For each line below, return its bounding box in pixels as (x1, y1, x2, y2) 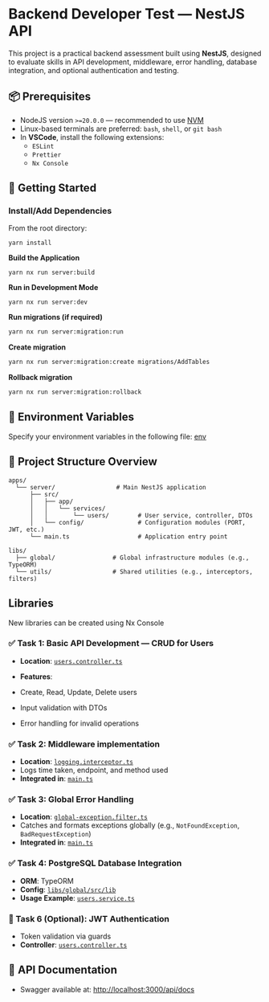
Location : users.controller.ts (19, 656, 123, 665)
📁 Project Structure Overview (8, 455, 158, 468)
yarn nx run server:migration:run (8, 328, 124, 336)
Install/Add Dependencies (8, 206, 112, 217)
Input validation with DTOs (19, 702, 108, 712)
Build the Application (8, 253, 80, 263)
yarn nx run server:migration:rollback (8, 388, 142, 396)
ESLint (31, 142, 55, 150)
